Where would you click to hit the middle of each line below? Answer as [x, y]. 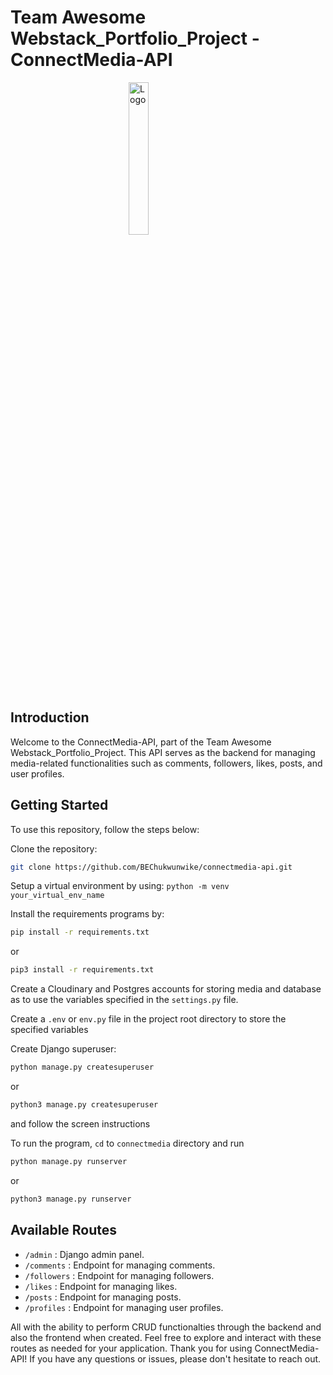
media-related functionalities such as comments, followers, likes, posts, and [166, 763]
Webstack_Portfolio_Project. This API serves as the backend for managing [163, 752]
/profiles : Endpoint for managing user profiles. [124, 1307]
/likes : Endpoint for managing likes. [101, 1286]
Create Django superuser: [63, 1049]
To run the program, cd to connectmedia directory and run [127, 1143]
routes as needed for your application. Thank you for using [131, 1348]
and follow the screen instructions [80, 1123]
